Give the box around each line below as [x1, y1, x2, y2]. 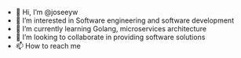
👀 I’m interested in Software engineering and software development [15, 16, 234, 25]
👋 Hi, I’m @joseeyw [15, 8, 79, 16]
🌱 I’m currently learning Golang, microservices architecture [15, 24, 206, 33]
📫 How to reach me [15, 42, 81, 50]
